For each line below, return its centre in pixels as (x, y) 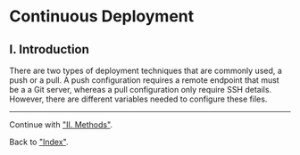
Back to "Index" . (39, 142)
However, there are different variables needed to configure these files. (138, 99)
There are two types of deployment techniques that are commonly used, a (146, 70)
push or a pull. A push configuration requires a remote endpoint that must (144, 80)
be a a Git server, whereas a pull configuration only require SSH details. (141, 90)
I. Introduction (49, 49)
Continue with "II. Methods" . (61, 125)
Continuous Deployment (102, 16)
